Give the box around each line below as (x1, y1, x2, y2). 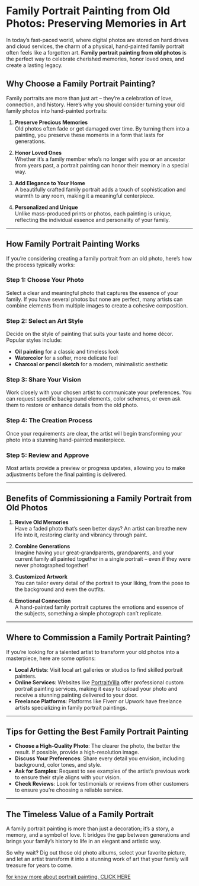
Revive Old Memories (14, 518, 69, 526)
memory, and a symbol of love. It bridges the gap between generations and (6, 831, 190, 839)
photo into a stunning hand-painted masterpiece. (6, 436, 126, 443)
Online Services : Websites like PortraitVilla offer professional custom (14, 678, 184, 686)
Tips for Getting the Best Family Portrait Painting (6, 727, 188, 737)
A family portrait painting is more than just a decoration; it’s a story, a (6, 825, 174, 832)
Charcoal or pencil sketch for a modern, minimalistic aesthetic (14, 361, 168, 368)
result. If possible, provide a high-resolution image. (14, 749, 139, 756)
